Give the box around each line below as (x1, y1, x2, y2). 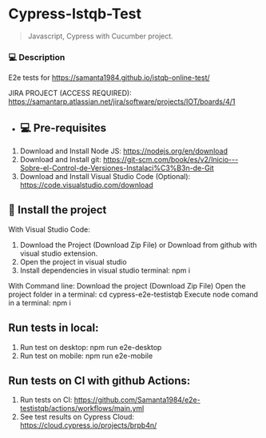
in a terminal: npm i (8, 297, 72, 308)
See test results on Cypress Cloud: (19, 412, 134, 422)
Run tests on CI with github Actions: (8, 374, 191, 388)
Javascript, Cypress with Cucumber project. (27, 31, 173, 41)
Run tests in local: (8, 321, 99, 335)
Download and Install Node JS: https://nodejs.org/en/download (19, 146, 228, 156)
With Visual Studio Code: (8, 225, 90, 234)
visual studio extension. (19, 249, 98, 258)
